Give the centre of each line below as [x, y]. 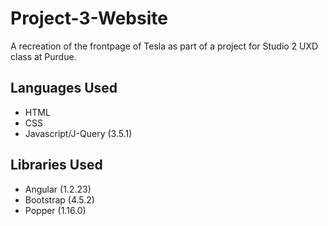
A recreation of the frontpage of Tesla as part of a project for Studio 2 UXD [164, 46]
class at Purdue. [43, 56]
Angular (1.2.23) [58, 189]
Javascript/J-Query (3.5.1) [78, 133]
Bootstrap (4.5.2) [59, 199]
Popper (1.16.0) [55, 210]
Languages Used [64, 88]
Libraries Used [56, 165]
